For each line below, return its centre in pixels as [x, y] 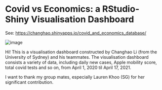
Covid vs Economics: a [53, 9]
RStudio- [121, 9]
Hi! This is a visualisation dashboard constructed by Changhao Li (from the [81, 52]
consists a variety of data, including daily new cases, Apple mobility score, [81, 62]
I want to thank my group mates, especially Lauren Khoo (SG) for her [75, 77]
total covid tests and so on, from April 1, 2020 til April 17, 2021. [68, 67]
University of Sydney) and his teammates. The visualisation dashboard [77, 57]
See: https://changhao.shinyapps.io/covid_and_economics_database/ [76, 33]
